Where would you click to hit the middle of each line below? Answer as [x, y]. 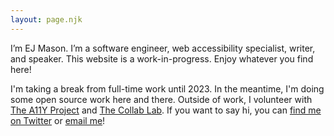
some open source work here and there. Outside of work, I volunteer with [161, 99]
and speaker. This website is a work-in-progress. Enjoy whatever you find [162, 58]
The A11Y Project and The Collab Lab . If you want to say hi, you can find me [166, 110]
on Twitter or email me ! [58, 120]
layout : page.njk [46, 19]
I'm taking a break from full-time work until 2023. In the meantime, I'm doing [167, 88]
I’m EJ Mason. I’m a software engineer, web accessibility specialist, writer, [163, 48]
